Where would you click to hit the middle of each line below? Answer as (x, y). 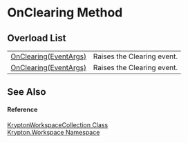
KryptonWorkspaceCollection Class (58, 124)
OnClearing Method (65, 13)
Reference (22, 109)
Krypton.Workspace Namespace (54, 132)
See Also (27, 92)
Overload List (37, 38)
